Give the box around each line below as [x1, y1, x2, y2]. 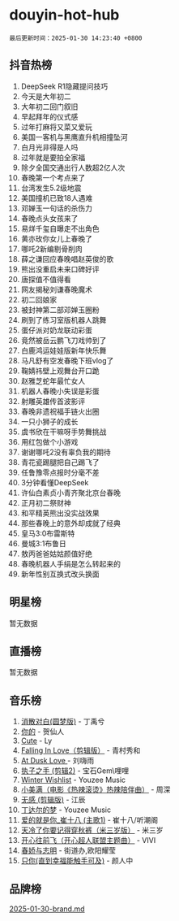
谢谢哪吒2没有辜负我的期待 [20, 447, 112, 457]
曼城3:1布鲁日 [20, 538, 67, 548]
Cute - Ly [20, 736, 53, 745]
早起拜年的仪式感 [20, 111, 79, 121]
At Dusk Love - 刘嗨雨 [20, 756, 95, 766]
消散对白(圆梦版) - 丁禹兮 [20, 717, 105, 727]
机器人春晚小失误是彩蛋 [20, 386, 100, 396]
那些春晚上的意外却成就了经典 [20, 518, 121, 528]
